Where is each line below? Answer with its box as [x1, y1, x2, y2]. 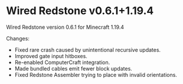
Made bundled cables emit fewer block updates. [14, 65, 133, 72]
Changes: [6, 35, 30, 42]
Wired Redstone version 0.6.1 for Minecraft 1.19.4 [6, 23, 125, 31]
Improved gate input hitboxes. [14, 52, 87, 59]
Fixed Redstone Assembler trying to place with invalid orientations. [14, 71, 177, 78]
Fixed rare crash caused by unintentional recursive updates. [14, 46, 161, 53]
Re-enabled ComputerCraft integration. [14, 59, 110, 66]
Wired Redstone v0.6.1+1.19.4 [6, 4, 154, 18]
